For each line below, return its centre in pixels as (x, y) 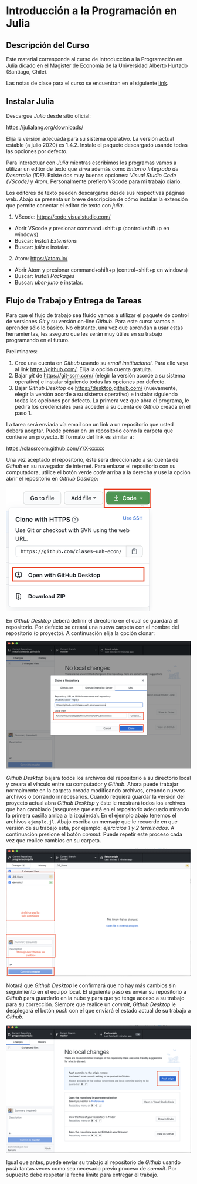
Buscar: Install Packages (45, 276)
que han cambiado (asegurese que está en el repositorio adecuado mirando (98, 809)
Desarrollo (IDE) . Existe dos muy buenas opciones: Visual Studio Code (91, 175)
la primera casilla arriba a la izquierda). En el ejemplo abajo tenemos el (91, 815)
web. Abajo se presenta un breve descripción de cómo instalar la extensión (97, 199)
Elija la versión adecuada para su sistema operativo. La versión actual (90, 138)
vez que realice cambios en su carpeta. (54, 840)
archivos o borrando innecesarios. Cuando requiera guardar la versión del (95, 796)
